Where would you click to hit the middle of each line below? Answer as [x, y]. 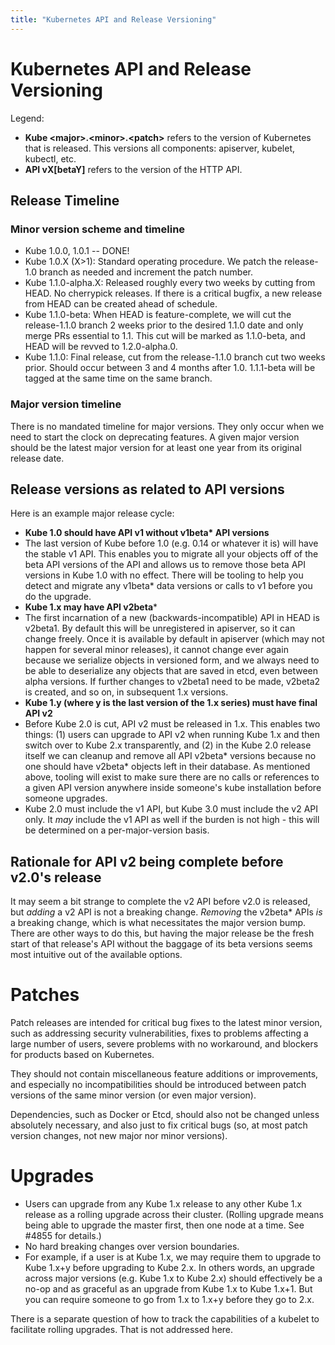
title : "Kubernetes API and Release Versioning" [113, 19]
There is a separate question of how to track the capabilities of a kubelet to [165, 1319]
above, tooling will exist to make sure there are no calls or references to [172, 777]
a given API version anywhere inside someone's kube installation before [173, 788]
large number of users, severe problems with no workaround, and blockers [164, 1044]
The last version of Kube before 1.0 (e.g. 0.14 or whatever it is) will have [171, 543]
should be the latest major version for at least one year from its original [156, 447]
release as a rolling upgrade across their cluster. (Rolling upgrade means [174, 1215]
